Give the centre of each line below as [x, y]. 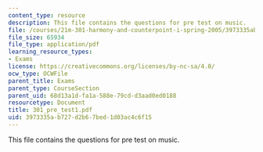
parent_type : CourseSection [54, 88]
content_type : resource [47, 15]
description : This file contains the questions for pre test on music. [127, 23]
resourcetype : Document [47, 103]
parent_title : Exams [42, 81]
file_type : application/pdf [54, 45]
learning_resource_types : [50, 52]
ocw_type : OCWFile [38, 74]
